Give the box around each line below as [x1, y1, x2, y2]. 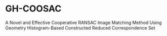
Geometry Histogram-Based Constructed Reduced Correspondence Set [5, 24, 155, 30]
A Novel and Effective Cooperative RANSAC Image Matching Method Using [5, 19, 162, 25]
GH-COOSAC [5, 3, 62, 14]
